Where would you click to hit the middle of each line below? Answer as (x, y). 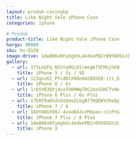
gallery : (17, 61)
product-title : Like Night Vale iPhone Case (63, 40)
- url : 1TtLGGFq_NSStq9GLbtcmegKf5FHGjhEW (66, 67)
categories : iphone (31, 23)
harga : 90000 (23, 45)
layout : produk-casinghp (37, 12)
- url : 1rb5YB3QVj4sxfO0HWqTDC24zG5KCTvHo (66, 90)
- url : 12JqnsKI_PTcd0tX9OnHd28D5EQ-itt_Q (66, 79)
